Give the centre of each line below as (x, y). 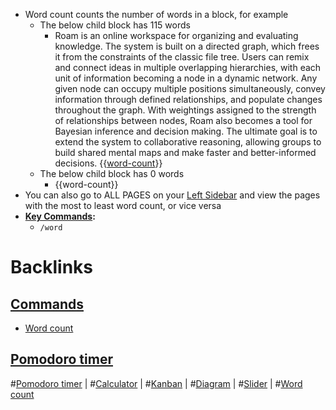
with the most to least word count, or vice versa (123, 205)
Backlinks (52, 267)
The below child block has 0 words (112, 173)
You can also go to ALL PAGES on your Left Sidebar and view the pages (172, 195)
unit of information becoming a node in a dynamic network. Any (186, 78)
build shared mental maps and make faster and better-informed (185, 152)
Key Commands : (60, 216)
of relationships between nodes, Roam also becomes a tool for (183, 120)
